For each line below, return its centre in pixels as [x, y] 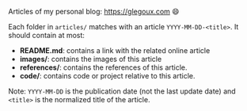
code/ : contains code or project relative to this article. [107, 76]
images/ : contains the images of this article [91, 59]
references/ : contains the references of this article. [103, 67]
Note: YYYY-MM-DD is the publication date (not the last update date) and [122, 91]
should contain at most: [47, 35]
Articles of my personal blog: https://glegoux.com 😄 [94, 11]
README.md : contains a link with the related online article [115, 50]
